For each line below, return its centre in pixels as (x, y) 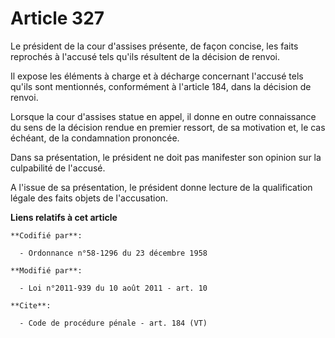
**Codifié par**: (46, 235)
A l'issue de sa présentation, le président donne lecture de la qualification (161, 187)
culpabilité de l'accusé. (58, 168)
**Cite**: (31, 305)
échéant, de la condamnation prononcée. (95, 138)
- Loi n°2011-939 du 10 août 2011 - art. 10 (113, 288)
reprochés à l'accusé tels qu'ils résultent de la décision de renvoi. (145, 56)
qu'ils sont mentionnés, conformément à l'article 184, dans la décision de (161, 86)
